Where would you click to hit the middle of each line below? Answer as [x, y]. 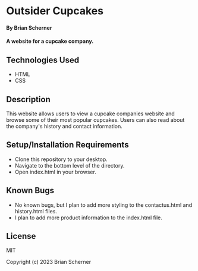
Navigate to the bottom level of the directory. [70, 165]
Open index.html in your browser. [55, 172]
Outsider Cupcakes [55, 11]
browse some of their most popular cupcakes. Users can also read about [95, 120]
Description [28, 99]
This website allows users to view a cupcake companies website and [91, 114]
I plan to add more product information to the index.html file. [88, 218]
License [21, 236]
